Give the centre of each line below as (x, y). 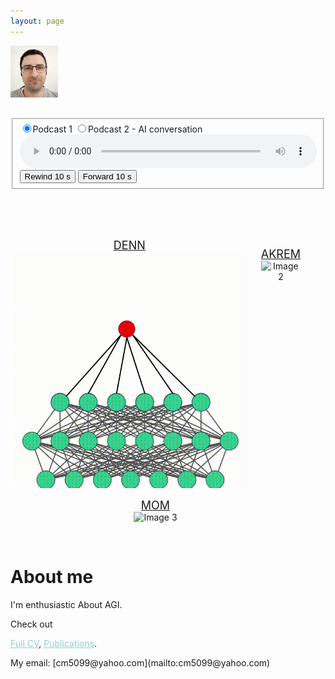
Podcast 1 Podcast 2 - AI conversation (117, 129)
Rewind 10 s (47, 176)
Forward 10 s (107, 176)
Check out (31, 624)
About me (52, 577)
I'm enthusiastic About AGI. (66, 604)
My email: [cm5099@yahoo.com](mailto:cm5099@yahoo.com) (140, 662)
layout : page (37, 21)
